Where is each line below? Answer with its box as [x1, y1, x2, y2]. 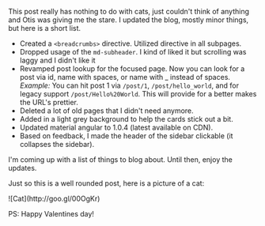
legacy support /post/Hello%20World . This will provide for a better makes [19, 89, 257, 98]
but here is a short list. [8, 24, 81, 32]
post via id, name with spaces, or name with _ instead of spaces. [19, 73, 231, 81]
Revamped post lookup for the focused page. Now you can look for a [19, 64, 245, 73]
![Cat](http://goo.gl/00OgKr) [8, 194, 100, 203]
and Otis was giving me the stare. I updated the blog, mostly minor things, [8, 15, 249, 24]
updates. [8, 164, 37, 172]
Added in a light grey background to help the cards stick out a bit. [19, 115, 233, 123]
